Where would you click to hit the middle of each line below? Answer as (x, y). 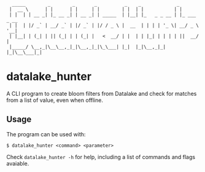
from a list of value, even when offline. (55, 100)
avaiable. (18, 163)
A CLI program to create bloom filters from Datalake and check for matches (102, 93)
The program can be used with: (46, 134)
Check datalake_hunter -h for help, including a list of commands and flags (101, 157)
